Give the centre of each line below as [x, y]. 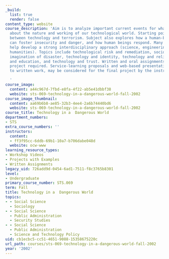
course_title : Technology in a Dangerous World [57, 113]
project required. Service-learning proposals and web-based [75, 66]
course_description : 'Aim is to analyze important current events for [81, 29]
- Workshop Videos [24, 155]
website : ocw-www [28, 146]
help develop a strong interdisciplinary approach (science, [75, 47]
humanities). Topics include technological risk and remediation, [81, 52]
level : [12, 174]
